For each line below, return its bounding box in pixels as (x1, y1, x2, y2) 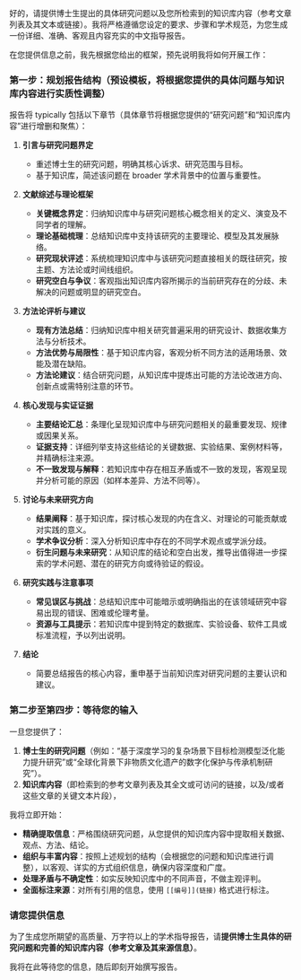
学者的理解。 (43, 219, 91, 231)
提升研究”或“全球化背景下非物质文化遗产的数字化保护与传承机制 (30, 757, 266, 767)
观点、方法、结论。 (21, 839, 94, 850)
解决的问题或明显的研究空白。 (35, 286, 146, 298)
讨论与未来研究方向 (21, 494, 94, 505)
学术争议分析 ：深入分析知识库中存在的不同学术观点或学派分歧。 (35, 536, 271, 547)
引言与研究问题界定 (21, 140, 94, 151)
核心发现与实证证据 (21, 400, 94, 411)
